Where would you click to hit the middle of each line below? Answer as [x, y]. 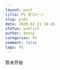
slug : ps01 [17, 19]
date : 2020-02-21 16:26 [30, 24]
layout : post [19, 10]
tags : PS [14, 47]
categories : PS [21, 38]
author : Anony [20, 33]
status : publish [22, 29]
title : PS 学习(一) [24, 15]
